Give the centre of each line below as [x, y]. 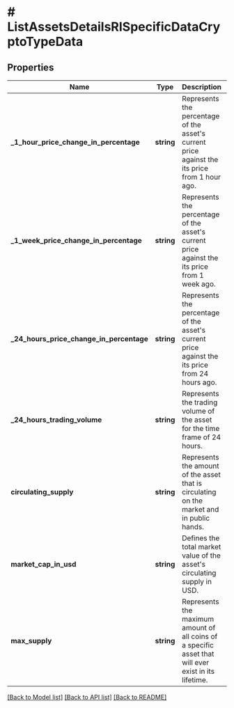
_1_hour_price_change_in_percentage [76, 142]
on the [193, 501]
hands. [193, 527]
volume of [198, 411]
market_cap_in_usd [44, 564]
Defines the [201, 538]
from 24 [195, 373]
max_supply [31, 641]
